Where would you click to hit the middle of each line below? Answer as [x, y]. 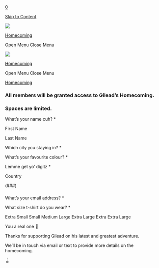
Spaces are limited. [29, 108]
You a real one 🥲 [22, 227]
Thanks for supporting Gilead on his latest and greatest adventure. [72, 236]
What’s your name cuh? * [31, 119]
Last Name [16, 138]
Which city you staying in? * [33, 148]
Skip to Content [21, 16]
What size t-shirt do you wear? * [38, 208]
